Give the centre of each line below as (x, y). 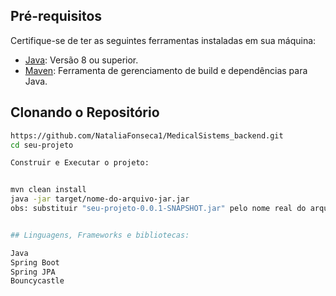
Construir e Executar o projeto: (80, 163)
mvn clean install (48, 190)
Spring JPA (33, 272)
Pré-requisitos (56, 16)
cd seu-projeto (42, 145)
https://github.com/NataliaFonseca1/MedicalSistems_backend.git (147, 135)
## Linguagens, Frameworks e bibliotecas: (100, 235)
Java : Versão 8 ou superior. (81, 60)
